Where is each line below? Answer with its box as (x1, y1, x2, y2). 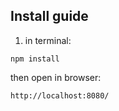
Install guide (10, 8, 89, 25)
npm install (10, 54, 60, 64)
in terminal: (24, 34, 72, 46)
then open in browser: (10, 71, 102, 83)
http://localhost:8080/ (10, 90, 110, 101)
